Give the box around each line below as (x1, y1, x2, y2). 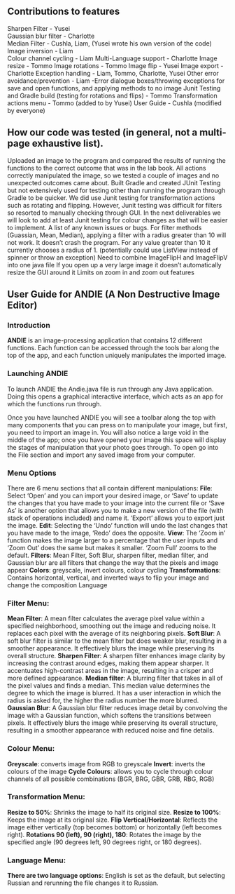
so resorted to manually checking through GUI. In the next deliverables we (7, 208, 222, 217)
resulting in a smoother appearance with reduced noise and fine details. (7, 726, 215, 735)
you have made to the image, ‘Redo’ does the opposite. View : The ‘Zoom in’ (7, 528, 226, 537)
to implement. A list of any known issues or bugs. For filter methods (7, 223, 202, 232)
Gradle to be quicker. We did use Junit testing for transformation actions (7, 193, 215, 202)
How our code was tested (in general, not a (7, 126, 198, 139)
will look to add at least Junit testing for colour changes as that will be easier (7, 215, 228, 224)
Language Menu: (7, 855, 66, 865)
